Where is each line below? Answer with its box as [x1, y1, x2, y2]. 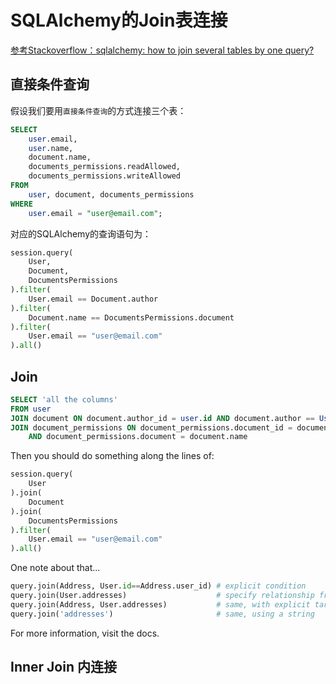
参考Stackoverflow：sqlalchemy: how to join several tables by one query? [10, 44, 315, 56]
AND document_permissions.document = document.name [28, 432, 248, 442]
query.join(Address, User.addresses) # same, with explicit [10, 599, 311, 610]
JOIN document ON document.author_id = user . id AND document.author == [10, 413, 315, 423]
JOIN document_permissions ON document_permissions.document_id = [10, 422, 293, 433]
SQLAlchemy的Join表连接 [10, 9, 228, 32]
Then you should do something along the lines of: [10, 450, 215, 462]
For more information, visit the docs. [10, 627, 160, 639]
